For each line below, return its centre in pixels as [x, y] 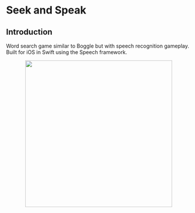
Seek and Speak [46, 10]
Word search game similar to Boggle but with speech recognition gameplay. [98, 46]
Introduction [29, 32]
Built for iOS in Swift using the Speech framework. [67, 52]
